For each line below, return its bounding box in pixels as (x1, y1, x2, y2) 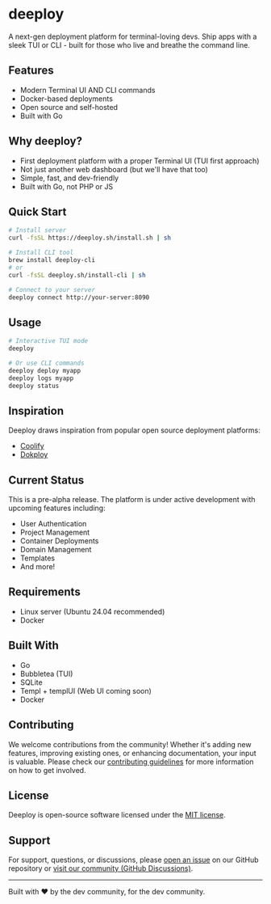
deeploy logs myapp (8, 374, 74, 382)
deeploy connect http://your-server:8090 (8, 293, 150, 302)
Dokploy (19, 450, 48, 459)
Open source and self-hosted (19, 102, 119, 112)
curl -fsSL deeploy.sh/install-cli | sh (8, 271, 147, 279)
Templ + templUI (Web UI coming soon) (19, 686, 152, 695)
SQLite (19, 677, 43, 687)
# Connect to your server (8, 285, 95, 294)
